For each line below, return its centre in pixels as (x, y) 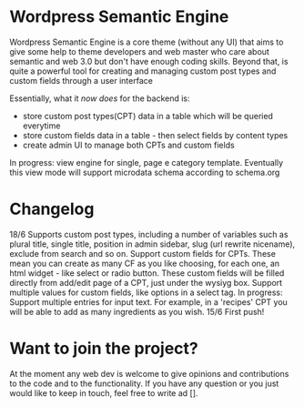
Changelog (52, 209)
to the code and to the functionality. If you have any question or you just (144, 383)
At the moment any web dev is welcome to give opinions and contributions (149, 373)
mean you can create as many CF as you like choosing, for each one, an (145, 263)
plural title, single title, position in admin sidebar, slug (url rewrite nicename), (152, 244)
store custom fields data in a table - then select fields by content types (155, 135)
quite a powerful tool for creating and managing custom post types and (143, 71)
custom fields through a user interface (81, 80)
